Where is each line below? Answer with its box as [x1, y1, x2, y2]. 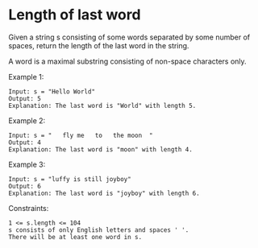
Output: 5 [8, 94, 42, 102]
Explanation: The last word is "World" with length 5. [8, 101, 197, 110]
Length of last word [8, 6, 141, 24]
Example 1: [8, 72, 44, 81]
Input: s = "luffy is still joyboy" [8, 175, 131, 183]
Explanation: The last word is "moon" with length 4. [8, 145, 193, 154]
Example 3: [8, 159, 46, 169]
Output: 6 [8, 182, 42, 190]
